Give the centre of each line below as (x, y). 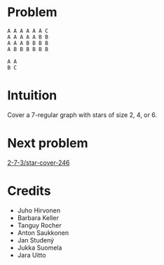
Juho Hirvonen (39, 210)
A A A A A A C (28, 31)
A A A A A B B (28, 37)
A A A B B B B (28, 43)
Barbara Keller (38, 217)
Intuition (32, 96)
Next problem (48, 143)
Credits (29, 191)
